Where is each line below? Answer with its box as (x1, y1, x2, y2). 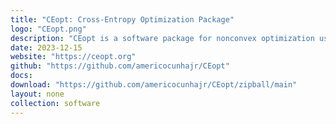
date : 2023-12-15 (10, 42, 83, 53)
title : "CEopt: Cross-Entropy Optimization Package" (10, 14, 235, 25)
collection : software (10, 98, 101, 108)
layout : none (10, 89, 65, 99)
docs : (10, 71, 33, 81)
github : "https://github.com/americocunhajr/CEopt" (10, 61, 230, 71)
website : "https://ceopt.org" (10, 52, 137, 62)
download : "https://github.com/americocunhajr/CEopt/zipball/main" (10, 80, 298, 90)
